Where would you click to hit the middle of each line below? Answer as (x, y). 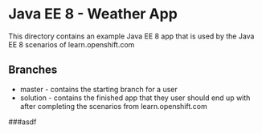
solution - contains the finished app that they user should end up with (135, 98)
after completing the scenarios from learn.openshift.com (113, 106)
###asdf (23, 122)
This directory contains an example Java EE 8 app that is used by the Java (131, 36)
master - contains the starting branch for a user (99, 89)
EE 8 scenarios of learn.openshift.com (72, 44)
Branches (33, 70)
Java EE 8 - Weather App (93, 14)
